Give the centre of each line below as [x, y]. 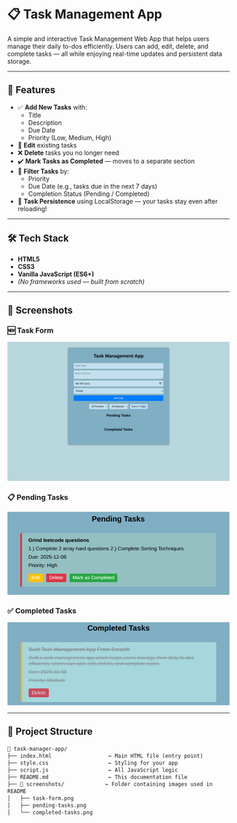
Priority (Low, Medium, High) [69, 137]
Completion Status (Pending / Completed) [89, 194]
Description [45, 122]
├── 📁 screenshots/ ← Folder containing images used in [110, 784]
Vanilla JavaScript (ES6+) [56, 274]
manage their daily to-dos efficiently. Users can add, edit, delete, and [108, 46]
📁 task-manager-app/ [38, 749]
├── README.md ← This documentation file [98, 777]
